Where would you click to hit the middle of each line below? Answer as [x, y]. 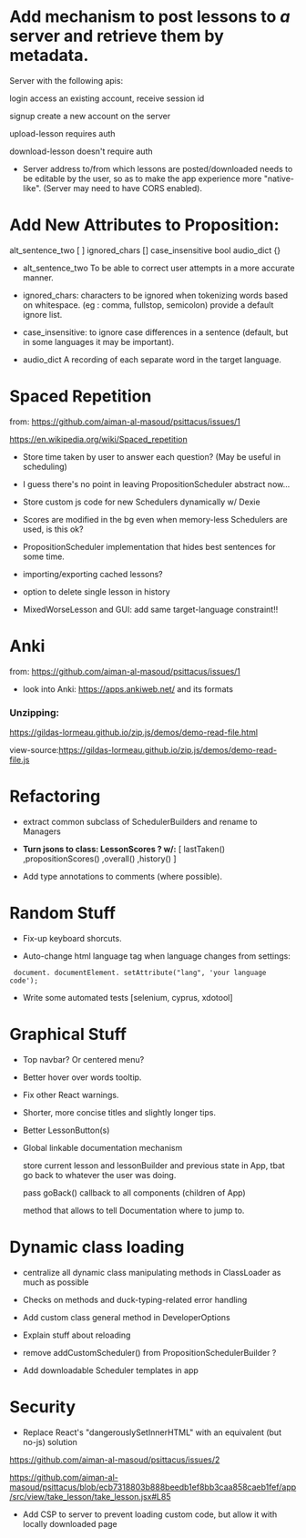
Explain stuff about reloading [76, 1335]
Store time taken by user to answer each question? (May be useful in [152, 456]
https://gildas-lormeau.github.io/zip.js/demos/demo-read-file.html [133, 733]
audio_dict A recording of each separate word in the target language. [152, 359]
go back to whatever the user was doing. [99, 1175]
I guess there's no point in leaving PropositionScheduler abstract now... [156, 484]
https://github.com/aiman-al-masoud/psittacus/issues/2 [115, 1460]
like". [32, 188]
